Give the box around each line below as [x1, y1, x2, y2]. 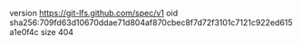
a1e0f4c [9, 27, 39, 37]
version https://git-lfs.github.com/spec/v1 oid [9, 8, 179, 18]
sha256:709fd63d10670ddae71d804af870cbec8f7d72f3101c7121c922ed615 [9, 17, 293, 28]
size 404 [40, 27, 74, 37]
